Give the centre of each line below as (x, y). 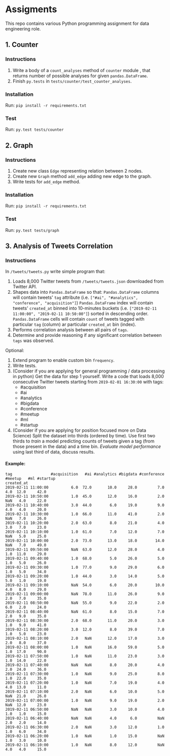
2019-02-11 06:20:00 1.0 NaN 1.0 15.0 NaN (85, 736)
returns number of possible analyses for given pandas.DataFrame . (80, 76)
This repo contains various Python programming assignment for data (77, 23)
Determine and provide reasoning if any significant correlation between (87, 335)
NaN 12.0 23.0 (26, 705)
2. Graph (19, 145)
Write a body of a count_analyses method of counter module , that (81, 70)
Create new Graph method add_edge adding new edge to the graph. (82, 176)
